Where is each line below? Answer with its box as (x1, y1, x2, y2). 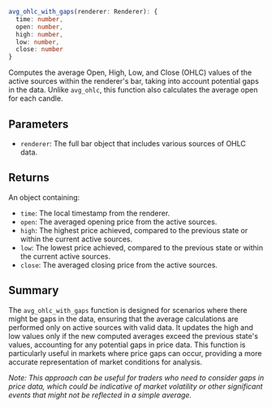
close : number (15, 46, 63, 54)
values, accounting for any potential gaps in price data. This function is (8, 340, 246, 349)
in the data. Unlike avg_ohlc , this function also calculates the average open (8, 85, 258, 95)
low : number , (15, 37, 60, 46)
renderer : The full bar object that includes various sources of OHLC (19, 138, 246, 148)
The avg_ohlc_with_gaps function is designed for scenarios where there (8, 305, 248, 315)
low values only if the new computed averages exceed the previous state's (8, 331, 258, 341)
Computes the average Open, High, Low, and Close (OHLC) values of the (8, 67, 253, 77)
